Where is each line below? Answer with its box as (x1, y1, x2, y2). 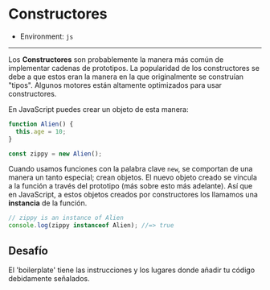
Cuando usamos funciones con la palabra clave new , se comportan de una (8, 164, 253, 174)
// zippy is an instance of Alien (8, 214, 125, 222)
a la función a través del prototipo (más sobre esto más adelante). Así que (8, 181, 253, 191)
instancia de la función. (8, 198, 88, 208)
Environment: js (19, 31, 74, 41)
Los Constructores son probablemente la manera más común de (8, 54, 224, 64)
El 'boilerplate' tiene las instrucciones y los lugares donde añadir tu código (8, 265, 256, 275)
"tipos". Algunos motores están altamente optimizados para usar (8, 80, 223, 89)
